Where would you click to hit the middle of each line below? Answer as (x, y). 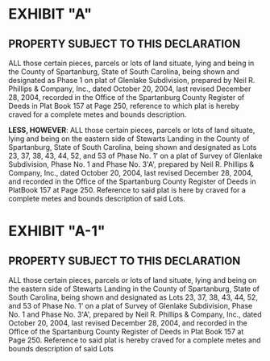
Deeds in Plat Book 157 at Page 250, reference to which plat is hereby (124, 106)
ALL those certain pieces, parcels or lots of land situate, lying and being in (131, 63)
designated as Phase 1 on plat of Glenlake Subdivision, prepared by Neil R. (132, 80)
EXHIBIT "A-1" (57, 231)
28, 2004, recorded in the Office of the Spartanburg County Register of (127, 97)
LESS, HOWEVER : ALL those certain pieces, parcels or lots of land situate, (132, 130)
